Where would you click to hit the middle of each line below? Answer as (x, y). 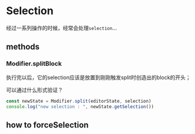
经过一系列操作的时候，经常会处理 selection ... (62, 28)
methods (23, 47)
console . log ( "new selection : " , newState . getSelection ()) (80, 107)
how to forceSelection (47, 125)
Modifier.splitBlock (34, 64)
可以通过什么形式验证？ (34, 90)
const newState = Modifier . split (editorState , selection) (79, 101)
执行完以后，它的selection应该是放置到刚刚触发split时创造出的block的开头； (99, 77)
